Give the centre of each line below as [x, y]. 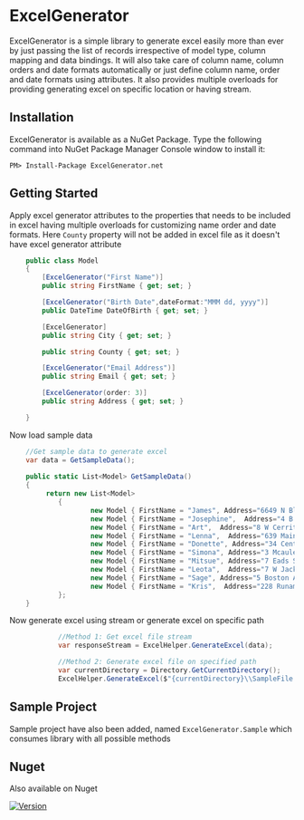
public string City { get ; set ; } [107, 335]
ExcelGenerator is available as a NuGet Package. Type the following [136, 139]
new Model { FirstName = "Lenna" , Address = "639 [184, 535]
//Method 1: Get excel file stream [125, 637]
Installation [42, 117]
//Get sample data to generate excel [97, 451]
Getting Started [54, 193]
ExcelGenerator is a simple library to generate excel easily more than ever [147, 41]
